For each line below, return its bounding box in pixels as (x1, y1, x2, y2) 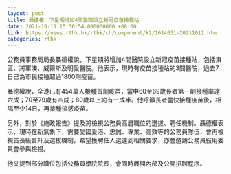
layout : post (7, 10, 45, 17)
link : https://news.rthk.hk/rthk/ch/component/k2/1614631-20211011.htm (7, 29, 217, 36)
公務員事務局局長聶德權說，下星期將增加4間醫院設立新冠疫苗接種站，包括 (7, 56, 217, 64)
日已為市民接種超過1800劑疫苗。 (7, 73, 100, 81)
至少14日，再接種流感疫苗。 (12, 105, 92, 113)
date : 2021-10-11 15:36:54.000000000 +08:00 (7, 23, 137, 30)
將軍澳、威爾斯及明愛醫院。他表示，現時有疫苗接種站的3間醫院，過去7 (19, 64, 219, 72)
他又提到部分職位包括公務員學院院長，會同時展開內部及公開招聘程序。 (7, 160, 206, 168)
